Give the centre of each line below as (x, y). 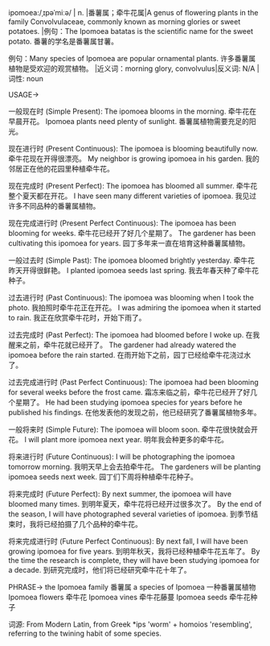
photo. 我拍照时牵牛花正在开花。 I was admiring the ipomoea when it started (135, 308)
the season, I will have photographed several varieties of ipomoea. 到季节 (130, 514)
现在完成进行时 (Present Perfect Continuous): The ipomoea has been (123, 223)
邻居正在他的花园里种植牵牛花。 (61, 169)
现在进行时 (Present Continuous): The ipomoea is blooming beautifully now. (133, 149)
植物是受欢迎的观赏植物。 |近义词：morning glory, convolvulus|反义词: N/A (132, 68)
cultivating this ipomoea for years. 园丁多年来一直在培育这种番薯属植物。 (129, 243)
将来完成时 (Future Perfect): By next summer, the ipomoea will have (120, 494)
